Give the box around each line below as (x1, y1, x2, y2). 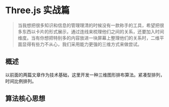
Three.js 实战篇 (5, 5, 70, 16)
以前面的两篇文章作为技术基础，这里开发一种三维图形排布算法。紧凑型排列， (5, 72, 165, 78)
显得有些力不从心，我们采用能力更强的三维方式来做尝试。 (22, 41, 142, 47)
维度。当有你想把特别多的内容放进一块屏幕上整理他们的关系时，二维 (17, 35, 160, 41)
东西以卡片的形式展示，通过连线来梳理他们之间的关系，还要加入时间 (22, 28, 164, 34)
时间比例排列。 (5, 78, 36, 84)
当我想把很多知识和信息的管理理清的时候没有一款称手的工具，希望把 (17, 22, 160, 28)
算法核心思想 (5, 94, 46, 103)
